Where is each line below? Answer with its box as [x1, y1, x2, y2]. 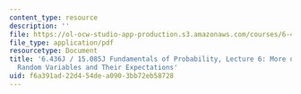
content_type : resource [9, 13, 99, 22]
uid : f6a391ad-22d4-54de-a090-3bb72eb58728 [9, 72, 175, 81]
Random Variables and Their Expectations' [17, 64, 178, 73]
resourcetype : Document [9, 47, 99, 56]
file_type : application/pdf [9, 38, 115, 47]
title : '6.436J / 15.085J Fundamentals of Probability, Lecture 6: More [9, 55, 287, 64]
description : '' [9, 21, 70, 30]
